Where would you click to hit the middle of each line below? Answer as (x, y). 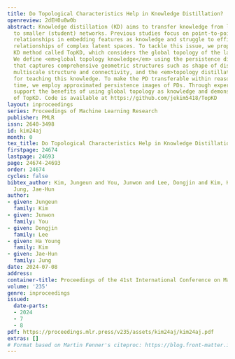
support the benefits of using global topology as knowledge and (111, 91)
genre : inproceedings (39, 293)
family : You (31, 221)
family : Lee (31, 235)
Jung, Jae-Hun (34, 189)
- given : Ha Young (34, 241)
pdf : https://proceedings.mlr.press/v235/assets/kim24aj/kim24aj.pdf (111, 332)
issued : (19, 300)
